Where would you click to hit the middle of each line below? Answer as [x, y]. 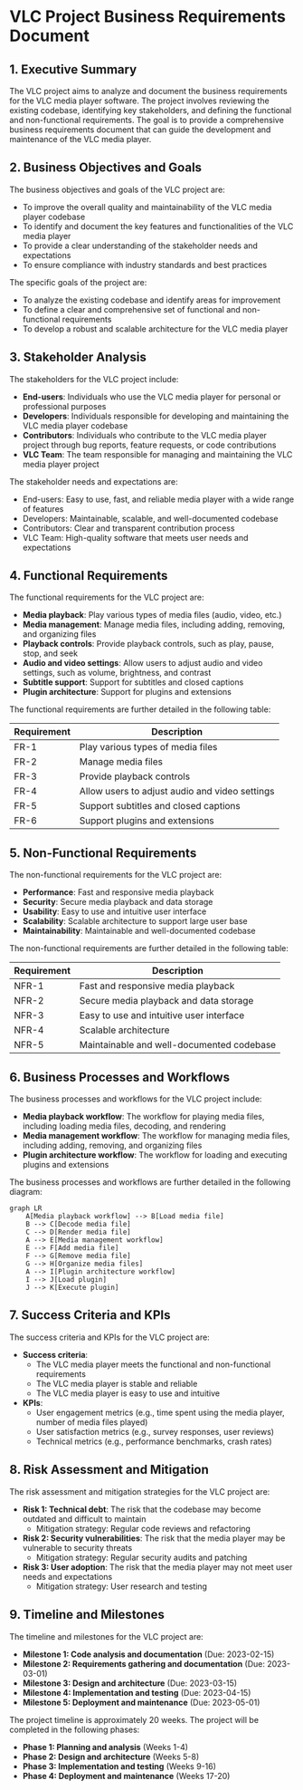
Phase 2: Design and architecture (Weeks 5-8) [111, 1756]
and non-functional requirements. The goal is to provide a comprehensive [147, 120]
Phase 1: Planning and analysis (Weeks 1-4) [105, 1747]
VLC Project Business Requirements [148, 17]
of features [43, 508]
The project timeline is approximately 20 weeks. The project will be [134, 1719]
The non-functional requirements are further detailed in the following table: [149, 948]
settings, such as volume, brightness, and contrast [117, 673]
